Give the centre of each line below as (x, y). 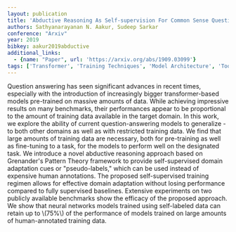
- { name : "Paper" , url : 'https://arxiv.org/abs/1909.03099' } (105, 60)
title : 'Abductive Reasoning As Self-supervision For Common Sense (108, 20)
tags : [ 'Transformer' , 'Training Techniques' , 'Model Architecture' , (111, 66)
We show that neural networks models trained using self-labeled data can (114, 205)
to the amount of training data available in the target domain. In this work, (113, 116)
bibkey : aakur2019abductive (48, 46)
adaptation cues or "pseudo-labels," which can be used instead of (103, 168)
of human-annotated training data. (57, 220)
